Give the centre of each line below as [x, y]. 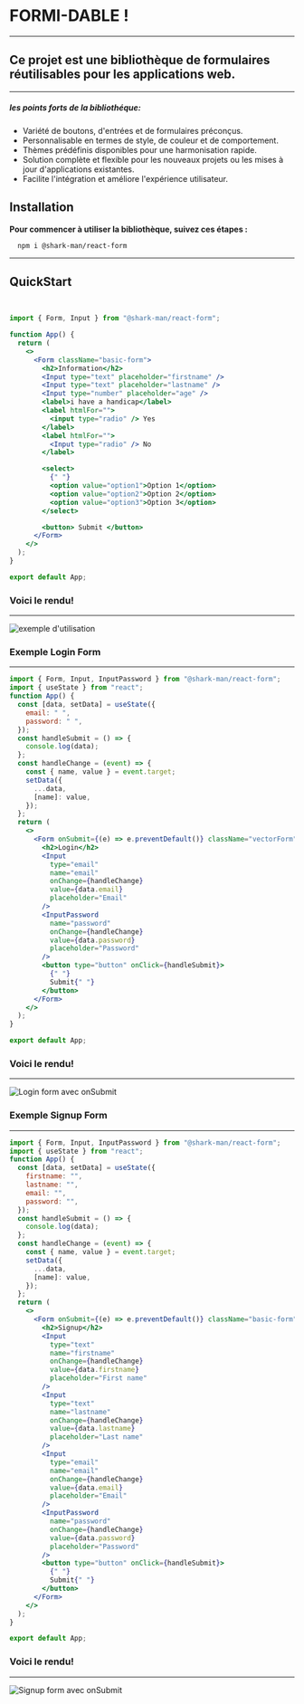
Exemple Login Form [55, 652]
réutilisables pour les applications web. [123, 75]
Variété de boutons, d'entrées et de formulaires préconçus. [133, 130]
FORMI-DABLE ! [69, 16]
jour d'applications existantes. [78, 169]
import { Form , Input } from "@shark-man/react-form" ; [115, 319]
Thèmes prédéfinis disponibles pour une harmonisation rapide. [140, 149]
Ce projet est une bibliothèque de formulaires [140, 60]
